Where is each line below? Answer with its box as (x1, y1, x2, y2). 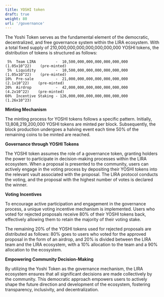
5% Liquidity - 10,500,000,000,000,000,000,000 (7, 68, 128, 73)
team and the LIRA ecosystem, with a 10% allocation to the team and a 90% (5, 242, 158, 247)
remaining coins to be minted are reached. (5, 132, 91, 138)
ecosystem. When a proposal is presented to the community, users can (5, 161, 149, 167)
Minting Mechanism (5, 106, 47, 113)
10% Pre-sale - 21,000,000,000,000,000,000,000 (5, 76, 128, 81)
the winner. (5, 182, 28, 188)
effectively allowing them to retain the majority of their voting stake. (5, 217, 141, 223)
